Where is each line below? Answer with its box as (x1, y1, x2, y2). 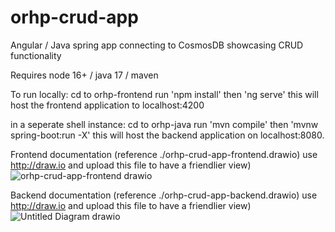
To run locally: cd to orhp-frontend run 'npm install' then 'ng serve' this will (10, 88, 319, 100)
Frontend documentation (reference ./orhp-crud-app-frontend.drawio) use (10, 148, 318, 160)
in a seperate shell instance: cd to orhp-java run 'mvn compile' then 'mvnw (10, 118, 319, 130)
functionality (10, 49, 62, 61)
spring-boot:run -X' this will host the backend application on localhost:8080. (10, 129, 325, 141)
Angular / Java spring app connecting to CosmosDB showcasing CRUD (10, 39, 304, 51)
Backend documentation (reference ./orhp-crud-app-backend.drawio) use (10, 189, 318, 201)
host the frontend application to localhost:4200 (10, 99, 205, 111)
